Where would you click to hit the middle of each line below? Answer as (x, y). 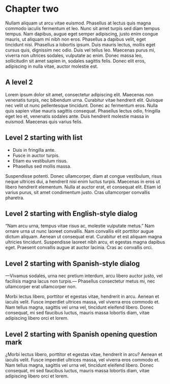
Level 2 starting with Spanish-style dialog (73, 264)
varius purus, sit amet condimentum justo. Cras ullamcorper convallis (78, 192)
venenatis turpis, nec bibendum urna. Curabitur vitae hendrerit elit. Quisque (84, 100)
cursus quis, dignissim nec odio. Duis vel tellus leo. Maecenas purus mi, (80, 50)
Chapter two (32, 9)
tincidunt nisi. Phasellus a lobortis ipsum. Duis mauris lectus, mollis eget (80, 44)
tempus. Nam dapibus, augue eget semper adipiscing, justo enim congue (82, 34)
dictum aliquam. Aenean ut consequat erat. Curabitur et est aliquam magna (84, 237)
